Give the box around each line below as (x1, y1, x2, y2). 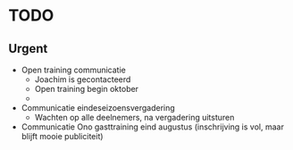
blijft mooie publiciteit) (21, 131, 104, 141)
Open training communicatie (21, 64, 126, 75)
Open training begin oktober (34, 84, 139, 94)
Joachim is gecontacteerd (34, 74, 131, 85)
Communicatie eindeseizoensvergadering (21, 103, 175, 112)
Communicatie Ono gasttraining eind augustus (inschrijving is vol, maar (21, 121, 285, 132)
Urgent (8, 41, 48, 56)
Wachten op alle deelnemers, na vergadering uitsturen (34, 112, 235, 122)
